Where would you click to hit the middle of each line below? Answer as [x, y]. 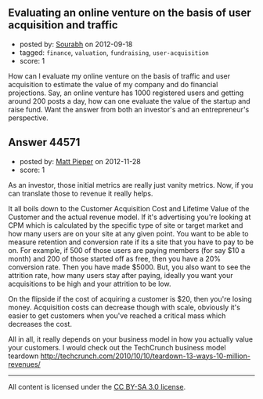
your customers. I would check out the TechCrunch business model [117, 347]
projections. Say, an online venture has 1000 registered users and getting [126, 93]
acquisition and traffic [63, 26]
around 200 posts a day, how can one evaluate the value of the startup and [129, 101]
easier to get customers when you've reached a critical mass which [117, 315]
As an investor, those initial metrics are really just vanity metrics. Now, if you [131, 185]
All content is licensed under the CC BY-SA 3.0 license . [97, 386]
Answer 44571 [44, 143]
